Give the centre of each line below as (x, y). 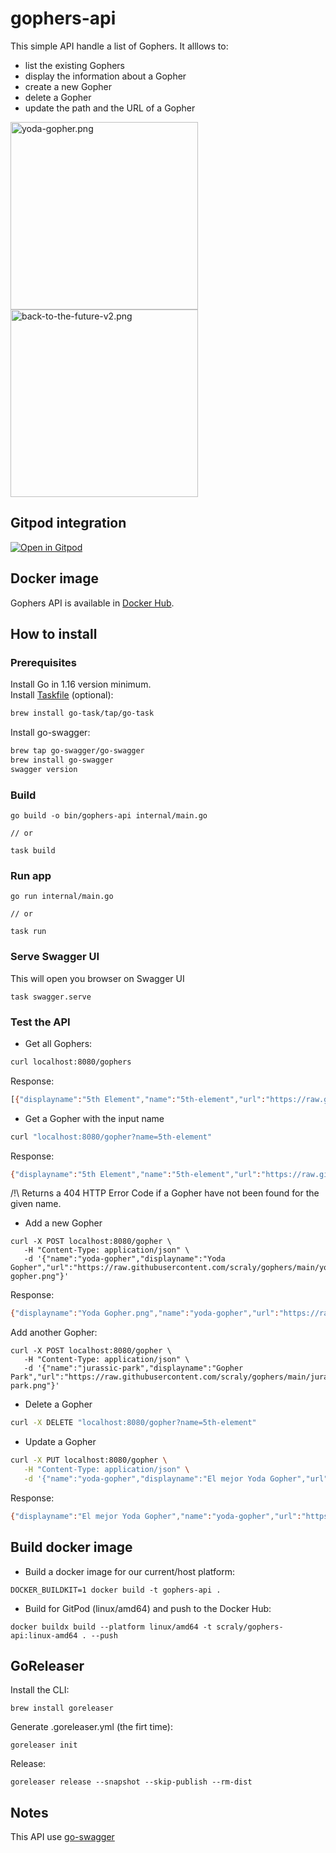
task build (33, 851)
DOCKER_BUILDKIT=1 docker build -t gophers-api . (116, 1590)
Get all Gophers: (58, 1043)
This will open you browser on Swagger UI (97, 978)
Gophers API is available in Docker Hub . (92, 603)
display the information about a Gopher (105, 76)
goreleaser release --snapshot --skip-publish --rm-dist (131, 1782)
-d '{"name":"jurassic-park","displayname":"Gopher (133, 1368)
